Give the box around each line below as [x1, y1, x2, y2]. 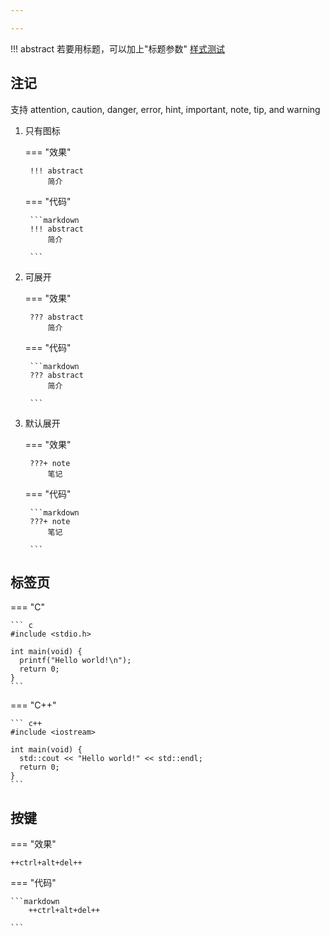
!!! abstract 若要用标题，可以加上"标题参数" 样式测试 [10, 42, 226, 55]
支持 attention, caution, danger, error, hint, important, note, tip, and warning [10, 103, 321, 115]
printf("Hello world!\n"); [19, 656, 132, 666]
